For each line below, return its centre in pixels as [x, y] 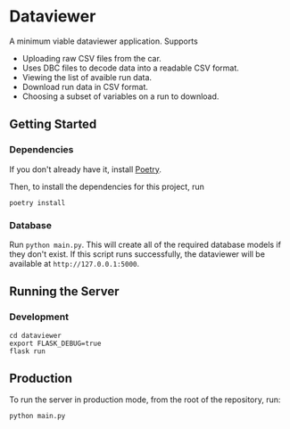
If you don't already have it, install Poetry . [86, 169]
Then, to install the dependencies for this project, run [107, 186]
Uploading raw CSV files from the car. [92, 58]
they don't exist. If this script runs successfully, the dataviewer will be [137, 254]
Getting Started [53, 124]
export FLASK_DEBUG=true [55, 343]
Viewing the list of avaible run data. [87, 77]
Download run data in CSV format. [85, 87]
